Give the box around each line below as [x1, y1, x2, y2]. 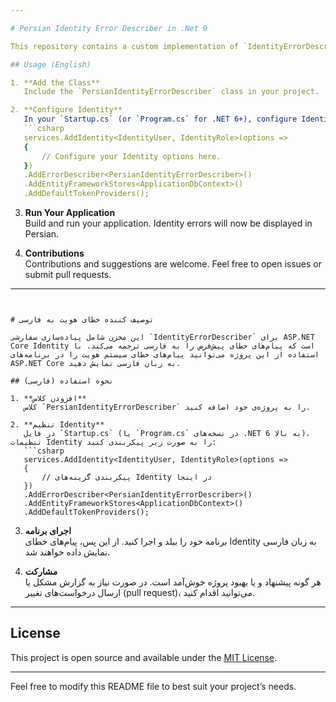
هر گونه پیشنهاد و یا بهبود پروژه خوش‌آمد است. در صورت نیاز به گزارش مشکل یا [24, 576, 322, 588]
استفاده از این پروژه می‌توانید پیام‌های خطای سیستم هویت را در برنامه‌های [10, 350, 320, 360]
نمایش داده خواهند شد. [24, 546, 111, 558]
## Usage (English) [10, 59, 92, 70]
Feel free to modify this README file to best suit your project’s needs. [10, 680, 297, 692]
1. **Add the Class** [10, 77, 101, 88]
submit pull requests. [24, 269, 112, 280]
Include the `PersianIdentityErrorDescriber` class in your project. [23, 87, 320, 97]
